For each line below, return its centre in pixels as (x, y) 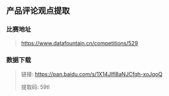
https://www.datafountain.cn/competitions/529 (79, 43)
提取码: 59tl (35, 87)
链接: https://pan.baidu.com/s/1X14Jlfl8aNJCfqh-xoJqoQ (92, 74)
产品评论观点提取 (38, 11)
